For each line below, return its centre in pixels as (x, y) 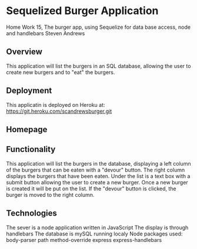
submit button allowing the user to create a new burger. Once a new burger (97, 182)
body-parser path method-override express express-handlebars (84, 240)
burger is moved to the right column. (50, 194)
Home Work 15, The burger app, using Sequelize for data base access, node (98, 27)
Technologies (32, 213)
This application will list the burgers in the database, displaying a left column (98, 163)
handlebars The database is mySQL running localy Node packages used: (94, 234)
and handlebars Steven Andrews (46, 33)
